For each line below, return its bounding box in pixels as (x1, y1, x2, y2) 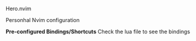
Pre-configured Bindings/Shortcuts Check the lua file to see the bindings (5, 28, 191, 35)
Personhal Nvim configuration (5, 17, 80, 23)
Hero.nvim (5, 5, 31, 12)
